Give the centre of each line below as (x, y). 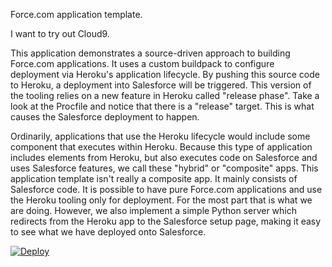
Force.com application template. (76, 14)
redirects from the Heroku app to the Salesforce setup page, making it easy (166, 221)
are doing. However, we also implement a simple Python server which (154, 210)
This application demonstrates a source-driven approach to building (150, 53)
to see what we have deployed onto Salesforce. (108, 232)
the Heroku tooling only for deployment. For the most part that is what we (161, 200)
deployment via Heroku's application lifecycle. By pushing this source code (165, 74)
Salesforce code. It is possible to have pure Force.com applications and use (166, 189)
